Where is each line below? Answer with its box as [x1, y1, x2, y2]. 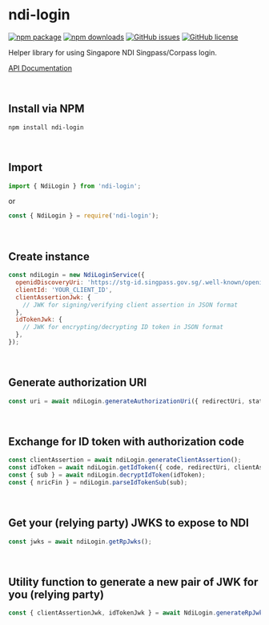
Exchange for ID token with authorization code [8, 435, 245, 448]
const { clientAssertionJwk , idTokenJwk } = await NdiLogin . [8, 609, 217, 617]
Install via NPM [8, 102, 85, 116]
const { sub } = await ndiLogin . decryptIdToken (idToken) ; [8, 471, 206, 479]
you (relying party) [8, 587, 104, 601]
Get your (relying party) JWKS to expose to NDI [8, 516, 250, 530]
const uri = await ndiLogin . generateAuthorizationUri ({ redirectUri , [8, 397, 246, 405]
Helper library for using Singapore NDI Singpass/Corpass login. [8, 47, 218, 57]
